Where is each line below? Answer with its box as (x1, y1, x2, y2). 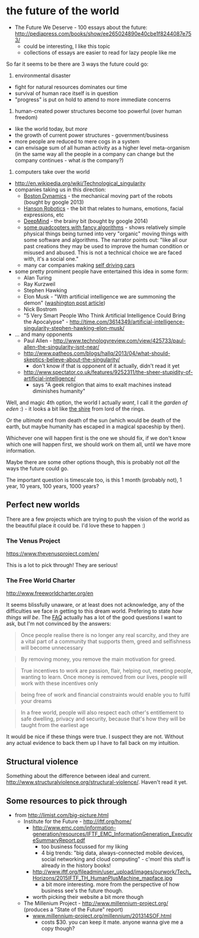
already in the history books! (41, 862, 111, 869)
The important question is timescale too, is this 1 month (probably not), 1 (6, 476, 182, 484)
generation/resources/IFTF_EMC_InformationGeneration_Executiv (32, 830, 192, 837)
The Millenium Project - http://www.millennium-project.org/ (23, 899, 169, 907)
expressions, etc (23, 211, 64, 218)
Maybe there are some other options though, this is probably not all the (6, 458, 180, 466)
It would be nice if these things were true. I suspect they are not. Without (6, 733, 184, 740)
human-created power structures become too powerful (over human (14, 107, 182, 114)
